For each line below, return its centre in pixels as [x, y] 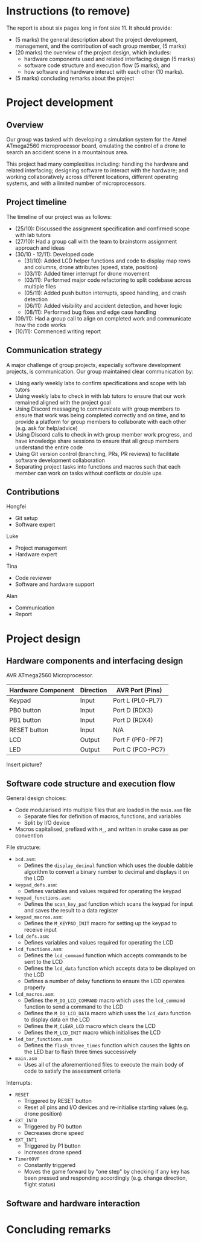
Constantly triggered [49, 1165]
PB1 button [25, 720]
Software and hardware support [55, 584]
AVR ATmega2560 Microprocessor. [50, 675]
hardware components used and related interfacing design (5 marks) [110, 59]
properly [35, 987]
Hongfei [16, 507]
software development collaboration [60, 460]
